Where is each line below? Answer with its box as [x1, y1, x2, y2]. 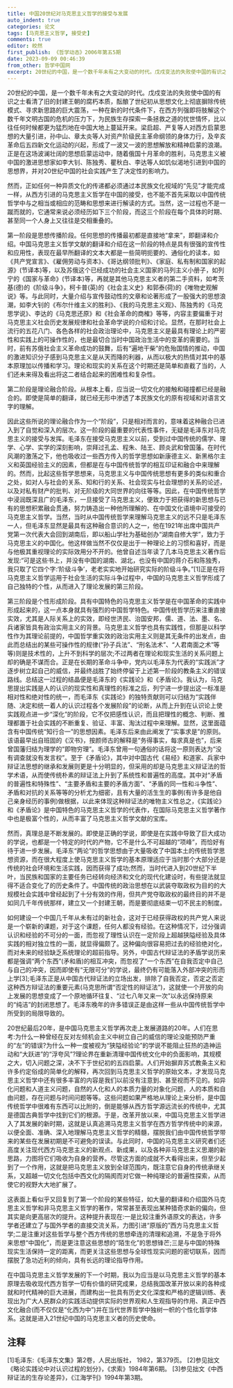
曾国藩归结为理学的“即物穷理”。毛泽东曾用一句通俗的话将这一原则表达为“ [7, 745, 216, 753]
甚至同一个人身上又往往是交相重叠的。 [7, 216, 116, 225]
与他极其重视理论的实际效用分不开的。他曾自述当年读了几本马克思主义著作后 [7, 547, 226, 556]
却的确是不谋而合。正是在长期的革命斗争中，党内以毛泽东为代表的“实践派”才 [7, 658, 225, 666]
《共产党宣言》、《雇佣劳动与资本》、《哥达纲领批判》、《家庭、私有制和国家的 [7, 257, 220, 265]
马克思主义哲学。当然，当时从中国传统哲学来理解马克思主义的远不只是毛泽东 [7, 513, 226, 521]
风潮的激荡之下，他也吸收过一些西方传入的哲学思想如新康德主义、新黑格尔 [7, 451, 220, 460]
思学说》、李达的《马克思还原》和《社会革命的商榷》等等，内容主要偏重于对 [7, 309, 223, 317]
